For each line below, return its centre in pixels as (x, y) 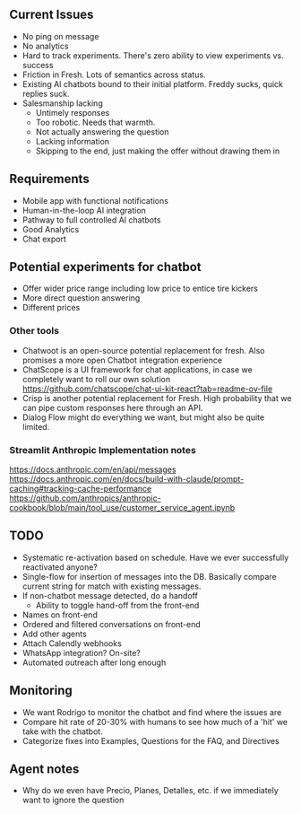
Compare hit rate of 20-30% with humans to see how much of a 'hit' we (155, 722)
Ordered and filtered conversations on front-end (112, 624)
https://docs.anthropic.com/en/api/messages (93, 469)
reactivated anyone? (60, 567)
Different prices (51, 308)
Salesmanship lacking (62, 103)
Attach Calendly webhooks (72, 643)
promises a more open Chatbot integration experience (122, 360)
